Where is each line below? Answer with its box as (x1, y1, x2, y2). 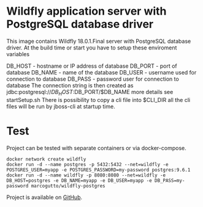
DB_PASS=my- (154, 177, 185, 184)
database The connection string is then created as (6, 81, 134, 89)
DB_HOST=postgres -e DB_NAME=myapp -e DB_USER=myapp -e (6, 177, 152, 184)
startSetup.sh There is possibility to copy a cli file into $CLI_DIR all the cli (6, 96, 191, 103)
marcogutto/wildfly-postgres (31, 183, 105, 189)
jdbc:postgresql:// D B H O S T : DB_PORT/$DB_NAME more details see (6, 88, 174, 97)
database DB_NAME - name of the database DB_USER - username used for (6, 68, 197, 76)
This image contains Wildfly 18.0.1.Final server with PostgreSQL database (6, 37, 191, 45)
